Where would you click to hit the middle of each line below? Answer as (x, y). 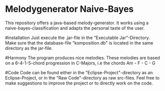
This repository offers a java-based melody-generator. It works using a (77, 23)
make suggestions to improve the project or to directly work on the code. (79, 83)
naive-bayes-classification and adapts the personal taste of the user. (75, 28)
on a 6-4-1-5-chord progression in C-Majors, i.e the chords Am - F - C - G (80, 63)
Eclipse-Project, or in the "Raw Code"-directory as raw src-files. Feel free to (82, 78)
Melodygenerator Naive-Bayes (69, 9)
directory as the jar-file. (29, 48)
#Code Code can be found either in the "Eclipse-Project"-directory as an (79, 72)
